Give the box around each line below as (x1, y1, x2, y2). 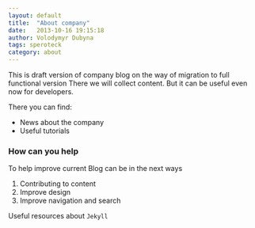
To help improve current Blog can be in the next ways (8, 164, 183, 173)
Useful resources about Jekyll (8, 211, 108, 221)
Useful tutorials (19, 126, 70, 135)
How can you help (8, 146, 79, 157)
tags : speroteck (8, 41, 62, 49)
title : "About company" (8, 19, 90, 27)
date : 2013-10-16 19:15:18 (8, 26, 105, 34)
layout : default (8, 11, 62, 20)
